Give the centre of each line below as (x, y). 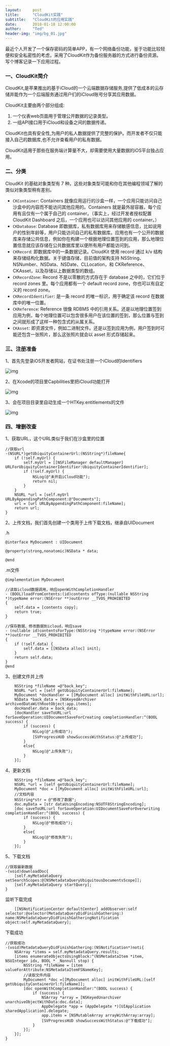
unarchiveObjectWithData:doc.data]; (44, 1002)
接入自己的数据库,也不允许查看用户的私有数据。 (55, 140)
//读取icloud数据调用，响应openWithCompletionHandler (60, 590)
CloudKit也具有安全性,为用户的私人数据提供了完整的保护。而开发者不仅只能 (84, 133)
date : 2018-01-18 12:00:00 (41, 24)
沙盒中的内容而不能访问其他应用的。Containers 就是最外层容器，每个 (85, 207)
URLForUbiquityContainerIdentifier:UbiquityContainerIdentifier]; (77, 467)
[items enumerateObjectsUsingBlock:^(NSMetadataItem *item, (79, 957)
